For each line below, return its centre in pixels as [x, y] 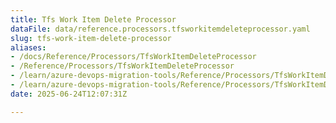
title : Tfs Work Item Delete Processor [93, 19]
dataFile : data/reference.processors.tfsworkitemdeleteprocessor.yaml [160, 29]
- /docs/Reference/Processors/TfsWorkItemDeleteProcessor [133, 57]
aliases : [28, 47]
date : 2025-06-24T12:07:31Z [69, 94]
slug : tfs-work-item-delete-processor [91, 38]
